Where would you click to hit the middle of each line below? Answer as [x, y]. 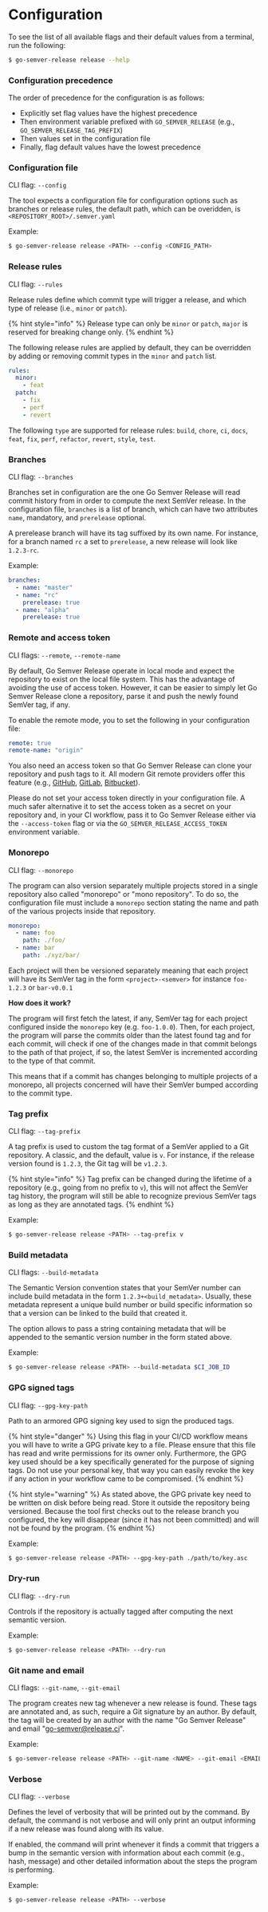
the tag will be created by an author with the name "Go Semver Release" [127, 1720]
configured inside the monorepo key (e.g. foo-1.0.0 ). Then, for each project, [132, 1026]
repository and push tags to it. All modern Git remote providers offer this [127, 774]
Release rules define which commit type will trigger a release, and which [128, 299]
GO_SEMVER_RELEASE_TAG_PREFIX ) [71, 130]
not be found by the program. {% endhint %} [82, 1528]
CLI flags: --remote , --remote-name [65, 655]
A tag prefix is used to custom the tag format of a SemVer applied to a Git [129, 1147]
